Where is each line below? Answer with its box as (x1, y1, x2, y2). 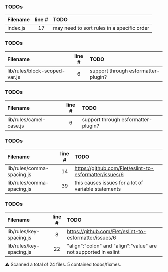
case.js (7, 122, 24, 129)
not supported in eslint (67, 249, 120, 256)
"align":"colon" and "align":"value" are (67, 242, 157, 249)
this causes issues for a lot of (74, 179, 143, 186)
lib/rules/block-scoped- (7, 67, 66, 74)
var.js (7, 73, 21, 80)
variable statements (74, 186, 121, 193)
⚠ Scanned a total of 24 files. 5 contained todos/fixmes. (5, 261, 121, 268)
